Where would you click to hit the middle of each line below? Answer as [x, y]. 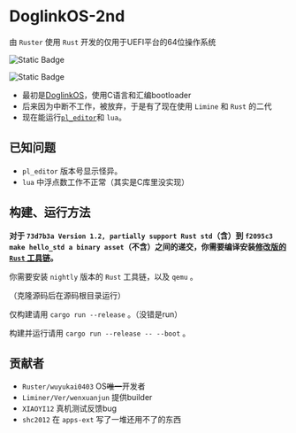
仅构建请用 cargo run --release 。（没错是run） [96, 314]
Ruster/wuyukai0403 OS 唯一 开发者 [83, 386]
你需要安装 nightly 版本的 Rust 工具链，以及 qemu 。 [104, 276]
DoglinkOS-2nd [67, 16]
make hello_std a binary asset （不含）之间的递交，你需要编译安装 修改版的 [148, 246]
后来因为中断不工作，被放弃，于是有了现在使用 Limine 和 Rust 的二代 [147, 106]
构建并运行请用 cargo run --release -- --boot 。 [100, 333]
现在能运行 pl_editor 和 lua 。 [74, 117]
